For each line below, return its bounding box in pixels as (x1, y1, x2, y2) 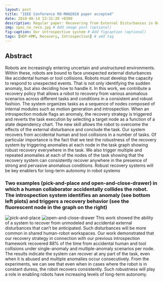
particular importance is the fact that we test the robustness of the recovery (5, 136, 157, 143)
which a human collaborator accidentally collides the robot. (5, 186, 148, 193)
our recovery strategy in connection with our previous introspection (5, 235, 140, 241)
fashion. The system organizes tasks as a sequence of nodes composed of (5, 101, 155, 106)
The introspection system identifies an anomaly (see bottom (5, 192, 150, 198)
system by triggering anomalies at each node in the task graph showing (5, 142, 148, 148)
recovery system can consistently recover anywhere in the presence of (5, 157, 147, 163)
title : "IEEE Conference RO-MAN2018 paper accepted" (5, 12, 114, 16)
